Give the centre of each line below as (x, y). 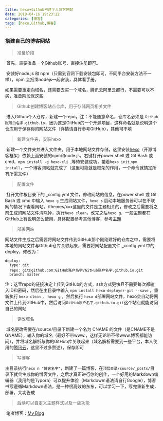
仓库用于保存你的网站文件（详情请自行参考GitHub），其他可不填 (69, 128)
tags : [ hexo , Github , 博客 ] (31, 23)
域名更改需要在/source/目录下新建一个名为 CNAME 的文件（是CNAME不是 (81, 329)
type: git (19, 265)
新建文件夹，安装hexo (39, 139)
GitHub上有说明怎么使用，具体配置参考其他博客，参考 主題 (63, 219)
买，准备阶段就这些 (24, 96)
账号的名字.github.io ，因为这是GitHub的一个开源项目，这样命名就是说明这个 (81, 123)
